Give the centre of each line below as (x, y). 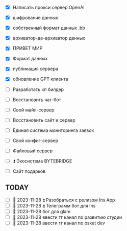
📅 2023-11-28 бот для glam (41, 211)
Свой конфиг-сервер (35, 141)
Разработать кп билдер (38, 89)
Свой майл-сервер (33, 110)
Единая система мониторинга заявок (53, 130)
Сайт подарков (29, 171)
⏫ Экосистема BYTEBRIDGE (42, 161)
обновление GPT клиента (40, 79)
